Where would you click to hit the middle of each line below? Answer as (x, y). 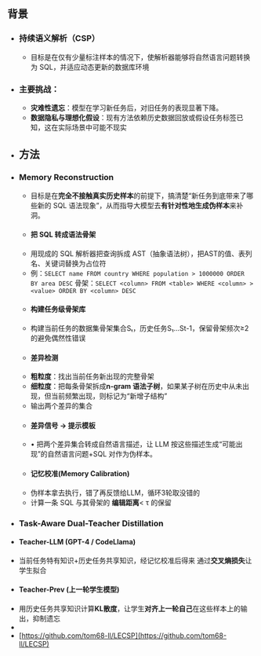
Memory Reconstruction (66, 178)
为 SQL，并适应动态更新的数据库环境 (90, 67)
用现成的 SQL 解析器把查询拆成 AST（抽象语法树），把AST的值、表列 (141, 253)
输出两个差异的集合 (62, 406)
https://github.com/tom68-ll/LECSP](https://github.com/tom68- (124, 636)
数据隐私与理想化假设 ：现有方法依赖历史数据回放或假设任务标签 (133, 117)
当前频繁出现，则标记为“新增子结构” (109, 396)
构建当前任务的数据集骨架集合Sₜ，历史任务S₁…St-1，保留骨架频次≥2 (140, 328)
